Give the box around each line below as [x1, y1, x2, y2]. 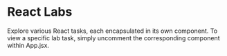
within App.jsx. [7, 41, 50, 49]
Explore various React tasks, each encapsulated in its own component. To [7, 27, 218, 35]
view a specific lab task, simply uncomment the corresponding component [7, 33, 220, 42]
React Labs [7, 4, 73, 20]
